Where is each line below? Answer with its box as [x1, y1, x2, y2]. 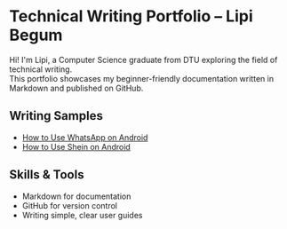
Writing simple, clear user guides [21, 209, 143, 220]
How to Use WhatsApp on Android [21, 131, 148, 143]
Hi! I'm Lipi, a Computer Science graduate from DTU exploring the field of [9, 54, 278, 65]
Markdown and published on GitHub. [9, 83, 144, 93]
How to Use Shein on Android [21, 141, 131, 152]
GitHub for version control [21, 200, 118, 210]
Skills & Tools [9, 167, 84, 183]
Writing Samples [9, 108, 104, 123]
